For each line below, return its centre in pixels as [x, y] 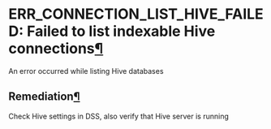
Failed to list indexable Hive [121, 31]
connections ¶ [56, 49]
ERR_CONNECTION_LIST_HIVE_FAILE [136, 14]
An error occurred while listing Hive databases [86, 71]
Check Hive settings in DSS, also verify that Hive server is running [119, 116]
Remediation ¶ [44, 97]
